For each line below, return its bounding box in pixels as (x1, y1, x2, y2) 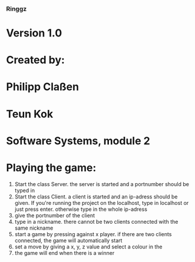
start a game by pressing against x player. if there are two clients (14, 230, 172, 237)
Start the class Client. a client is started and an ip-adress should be (14, 193, 178, 200)
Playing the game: (6, 161, 97, 175)
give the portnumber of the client (14, 211, 95, 219)
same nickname (14, 224, 54, 231)
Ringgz (6, 5, 27, 13)
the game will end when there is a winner (14, 249, 115, 256)
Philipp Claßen (6, 80, 80, 94)
